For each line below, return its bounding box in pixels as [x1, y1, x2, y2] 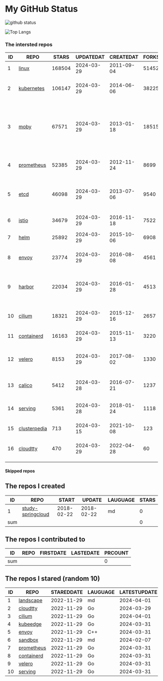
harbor [18, 283, 34, 290]
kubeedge [18, 621, 42, 627]
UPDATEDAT [75, 54, 105, 60]
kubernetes [18, 85, 45, 92]
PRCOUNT [104, 550, 129, 556]
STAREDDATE [50, 589, 83, 596]
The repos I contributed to [5, 535, 86, 544]
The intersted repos [5, 41, 53, 48]
